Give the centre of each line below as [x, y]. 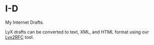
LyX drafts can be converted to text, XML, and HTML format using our [77, 32]
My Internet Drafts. [24, 22]
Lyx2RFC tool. [19, 37]
